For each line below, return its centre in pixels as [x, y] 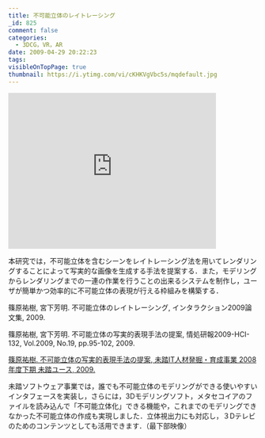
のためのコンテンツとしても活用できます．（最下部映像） [100, 425]
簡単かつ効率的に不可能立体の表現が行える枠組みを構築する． [122, 291]
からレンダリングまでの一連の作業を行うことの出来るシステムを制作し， [126, 280]
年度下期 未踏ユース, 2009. [52, 369]
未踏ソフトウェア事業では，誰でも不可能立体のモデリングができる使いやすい [133, 386]
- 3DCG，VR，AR [39, 45]
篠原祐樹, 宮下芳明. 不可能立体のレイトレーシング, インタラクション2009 [127, 307]
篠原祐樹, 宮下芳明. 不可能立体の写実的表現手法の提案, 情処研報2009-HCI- [129, 334]
